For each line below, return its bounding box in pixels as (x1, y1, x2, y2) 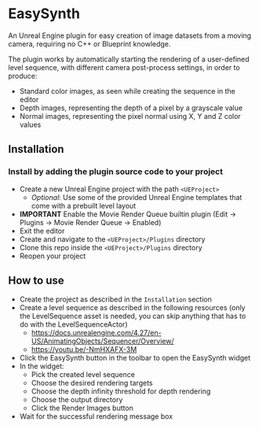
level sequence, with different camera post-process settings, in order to (8, 62, 241, 72)
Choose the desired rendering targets (31, 379, 153, 388)
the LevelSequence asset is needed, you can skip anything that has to (19, 312, 246, 321)
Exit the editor (19, 226, 65, 235)
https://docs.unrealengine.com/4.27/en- (31, 328, 162, 338)
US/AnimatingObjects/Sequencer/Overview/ (31, 336, 174, 346)
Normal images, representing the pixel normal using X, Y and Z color (19, 111, 241, 120)
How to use (8, 274, 64, 287)
